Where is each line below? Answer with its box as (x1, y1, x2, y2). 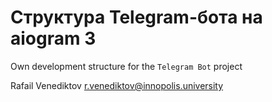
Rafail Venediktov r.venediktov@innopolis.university (10, 79, 224, 91)
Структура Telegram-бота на (10, 6, 263, 29)
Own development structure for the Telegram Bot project (10, 60, 243, 72)
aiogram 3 (10, 27, 97, 50)
